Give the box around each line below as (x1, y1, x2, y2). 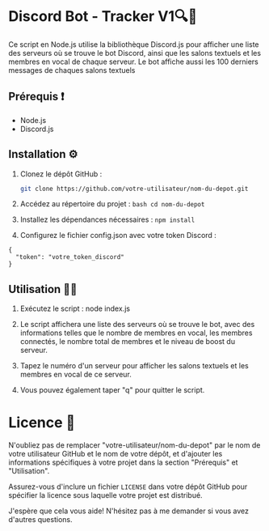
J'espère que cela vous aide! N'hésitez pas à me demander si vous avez (8, 506, 249, 516)
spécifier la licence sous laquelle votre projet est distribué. (8, 491, 204, 500)
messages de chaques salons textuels (8, 65, 136, 74)
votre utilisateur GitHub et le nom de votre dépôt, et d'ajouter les (8, 449, 223, 459)
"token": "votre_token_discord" (15, 253, 125, 261)
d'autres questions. (8, 515, 73, 525)
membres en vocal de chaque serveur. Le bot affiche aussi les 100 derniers (8, 57, 258, 66)
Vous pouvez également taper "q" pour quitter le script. (19, 385, 205, 395)
